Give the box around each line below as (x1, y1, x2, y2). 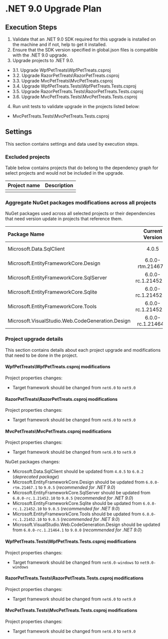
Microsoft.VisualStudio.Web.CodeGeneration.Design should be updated (12, 521, 160, 528)
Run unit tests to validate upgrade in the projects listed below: (12, 104, 140, 109)
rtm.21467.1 (12, 485, 37, 490)
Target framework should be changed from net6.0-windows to (12, 559, 139, 565)
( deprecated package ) (12, 474, 59, 480)
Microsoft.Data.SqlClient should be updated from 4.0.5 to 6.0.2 (12, 468, 144, 474)
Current (143, 228, 162, 235)
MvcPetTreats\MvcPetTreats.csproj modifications (5, 428, 111, 434)
